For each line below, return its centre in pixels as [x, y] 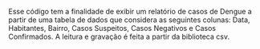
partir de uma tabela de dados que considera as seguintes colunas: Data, [129, 20]
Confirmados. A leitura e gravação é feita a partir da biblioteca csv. [119, 36]
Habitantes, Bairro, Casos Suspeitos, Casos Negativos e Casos [112, 28]
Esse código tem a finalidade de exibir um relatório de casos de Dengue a [130, 11]
